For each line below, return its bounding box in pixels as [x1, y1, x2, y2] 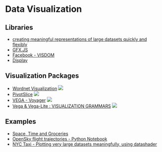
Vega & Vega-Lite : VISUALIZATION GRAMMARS [12, 103, 111, 109]
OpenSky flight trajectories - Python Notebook [12, 136, 108, 142]
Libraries [5, 23, 33, 32]
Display [12, 57, 28, 63]
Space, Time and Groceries [12, 130, 68, 137]
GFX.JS [12, 47, 28, 52]
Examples [5, 117, 36, 126]
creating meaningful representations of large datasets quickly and [12, 36, 147, 42]
